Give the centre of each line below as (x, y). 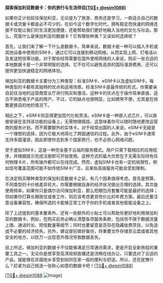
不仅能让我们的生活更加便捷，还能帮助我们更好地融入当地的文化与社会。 (81, 30)
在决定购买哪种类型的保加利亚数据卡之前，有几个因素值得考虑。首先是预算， (81, 178)
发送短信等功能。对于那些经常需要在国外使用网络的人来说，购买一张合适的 (83, 58)
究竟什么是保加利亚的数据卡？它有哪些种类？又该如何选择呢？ (75, 36)
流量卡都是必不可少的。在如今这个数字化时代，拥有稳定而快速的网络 (86, 24)
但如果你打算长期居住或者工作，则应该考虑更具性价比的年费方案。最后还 (77, 197)
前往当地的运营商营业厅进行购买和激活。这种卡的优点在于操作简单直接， (81, 93)
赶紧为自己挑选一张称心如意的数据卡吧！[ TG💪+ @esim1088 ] (73, 266)
